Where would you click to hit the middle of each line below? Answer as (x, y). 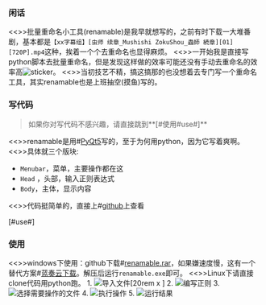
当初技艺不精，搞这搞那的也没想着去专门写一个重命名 (169, 72)
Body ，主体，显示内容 (56, 188)
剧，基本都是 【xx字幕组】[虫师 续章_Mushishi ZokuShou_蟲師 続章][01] (121, 42)
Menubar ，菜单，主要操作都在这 (71, 168)
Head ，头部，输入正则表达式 (67, 178)
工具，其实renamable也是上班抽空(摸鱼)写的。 (85, 82)
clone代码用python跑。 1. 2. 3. (114, 282)
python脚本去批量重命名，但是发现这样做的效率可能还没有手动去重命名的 (129, 62)
